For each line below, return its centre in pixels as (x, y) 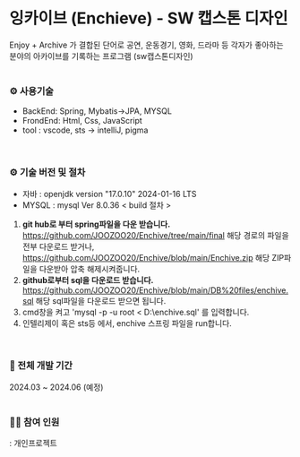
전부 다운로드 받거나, (58, 246)
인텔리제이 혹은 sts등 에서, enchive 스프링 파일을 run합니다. (127, 323)
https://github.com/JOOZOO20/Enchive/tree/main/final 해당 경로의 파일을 (155, 235)
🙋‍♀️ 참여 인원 (34, 422)
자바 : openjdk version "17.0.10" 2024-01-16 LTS (109, 194)
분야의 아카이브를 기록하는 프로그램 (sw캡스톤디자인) (102, 56)
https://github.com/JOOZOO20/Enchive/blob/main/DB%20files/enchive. (155, 290)
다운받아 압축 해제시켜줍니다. (90, 269)
